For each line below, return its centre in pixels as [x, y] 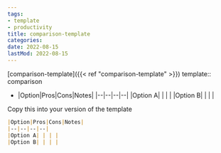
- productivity [30, 27]
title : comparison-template [49, 34]
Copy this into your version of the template [70, 109]
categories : [25, 41]
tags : [15, 14]
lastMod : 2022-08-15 [38, 54]
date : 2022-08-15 [33, 47]
